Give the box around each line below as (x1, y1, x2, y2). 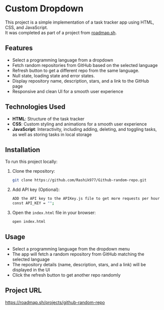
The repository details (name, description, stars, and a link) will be (12, 261, 146, 267)
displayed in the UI (12, 267, 50, 273)
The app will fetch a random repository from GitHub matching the (12, 251, 145, 257)
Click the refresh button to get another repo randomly (12, 272, 121, 278)
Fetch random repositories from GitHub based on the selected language (12, 62, 158, 68)
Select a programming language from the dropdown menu (12, 246, 130, 251)
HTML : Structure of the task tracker (12, 116, 85, 122)
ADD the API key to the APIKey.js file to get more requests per (12, 196, 149, 201)
